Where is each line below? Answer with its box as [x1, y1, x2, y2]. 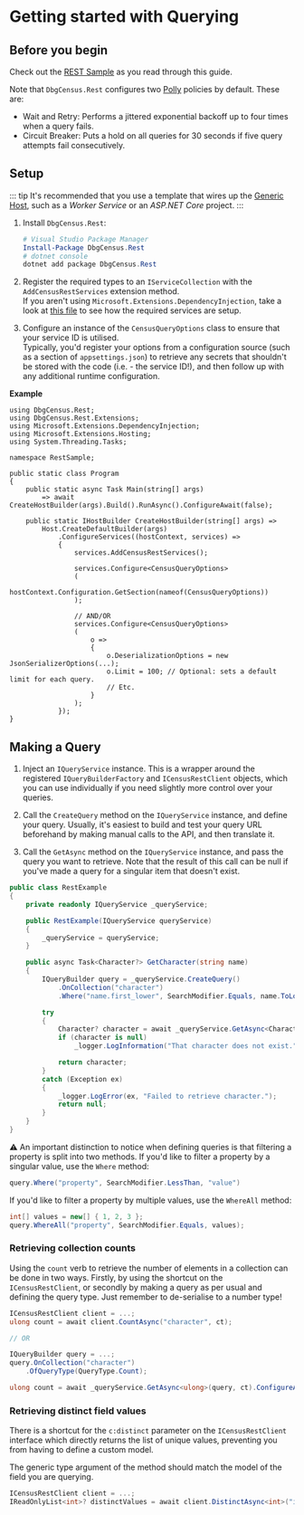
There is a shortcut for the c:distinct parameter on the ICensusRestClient [9, 1425, 288, 1436]
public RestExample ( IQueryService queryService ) [25, 916, 213, 925]
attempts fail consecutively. [22, 140, 125, 150]
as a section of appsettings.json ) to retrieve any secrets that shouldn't [22, 351, 287, 363]
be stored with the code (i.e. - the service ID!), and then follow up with [22, 361, 285, 372]
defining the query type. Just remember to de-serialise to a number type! [9, 1291, 282, 1302]
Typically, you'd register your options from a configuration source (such [22, 342, 291, 353]
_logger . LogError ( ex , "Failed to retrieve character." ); [57, 1091, 278, 1101]
